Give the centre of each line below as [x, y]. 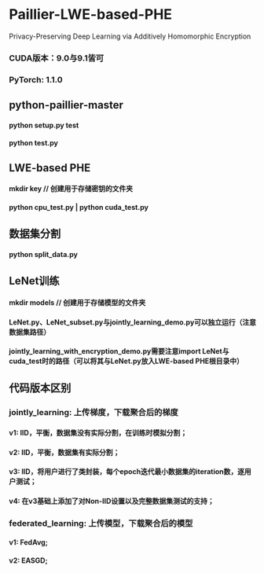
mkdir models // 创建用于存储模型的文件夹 [77, 302]
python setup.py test [44, 125]
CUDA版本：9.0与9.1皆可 [57, 58]
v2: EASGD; [28, 560]
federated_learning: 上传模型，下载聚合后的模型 [101, 523]
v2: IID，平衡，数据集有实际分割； [64, 452]
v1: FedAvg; [28, 542]
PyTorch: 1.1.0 [36, 79]
